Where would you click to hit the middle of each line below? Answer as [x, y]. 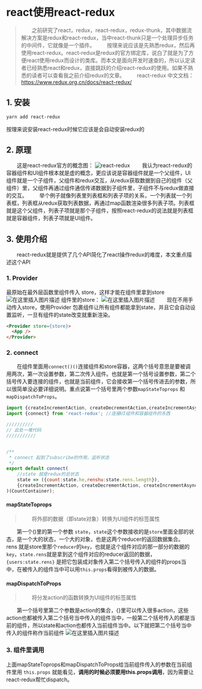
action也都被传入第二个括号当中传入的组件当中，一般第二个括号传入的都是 [98, 618]
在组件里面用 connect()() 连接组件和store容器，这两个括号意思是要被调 [104, 366]
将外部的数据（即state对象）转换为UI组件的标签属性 [96, 519]
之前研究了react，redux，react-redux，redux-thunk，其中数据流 [112, 30]
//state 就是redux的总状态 [48, 474]
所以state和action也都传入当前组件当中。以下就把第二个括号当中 [112, 625]
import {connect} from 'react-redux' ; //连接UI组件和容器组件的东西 [88, 414]
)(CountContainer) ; [31, 491]
